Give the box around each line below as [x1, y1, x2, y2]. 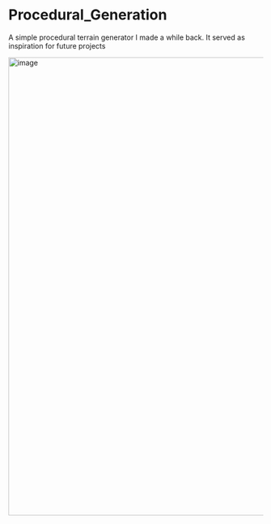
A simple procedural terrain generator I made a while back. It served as [8, 32, 245, 42]
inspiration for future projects [8, 40, 106, 50]
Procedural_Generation [8, 6, 167, 24]
